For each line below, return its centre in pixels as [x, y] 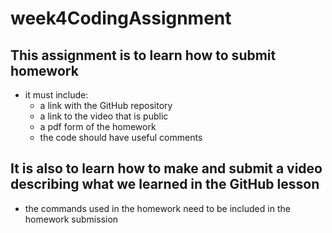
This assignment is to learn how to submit [143, 55]
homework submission [71, 219]
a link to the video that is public [104, 116]
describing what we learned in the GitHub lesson [165, 184]
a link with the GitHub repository [106, 105]
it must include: [56, 95]
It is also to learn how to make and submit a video [166, 168]
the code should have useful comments [121, 137]
